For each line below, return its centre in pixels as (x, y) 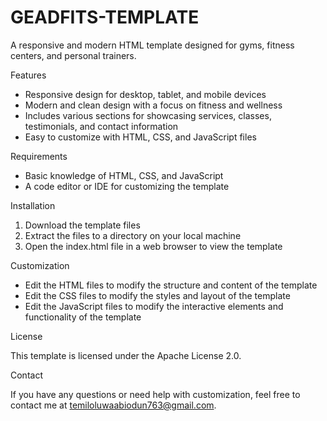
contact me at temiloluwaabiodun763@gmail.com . (113, 405)
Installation (33, 205)
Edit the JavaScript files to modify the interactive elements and (154, 306)
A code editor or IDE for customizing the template (127, 186)
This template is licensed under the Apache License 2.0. (126, 355)
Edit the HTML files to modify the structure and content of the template (171, 285)
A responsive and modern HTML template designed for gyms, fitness (152, 45)
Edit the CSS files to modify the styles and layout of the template (157, 295)
